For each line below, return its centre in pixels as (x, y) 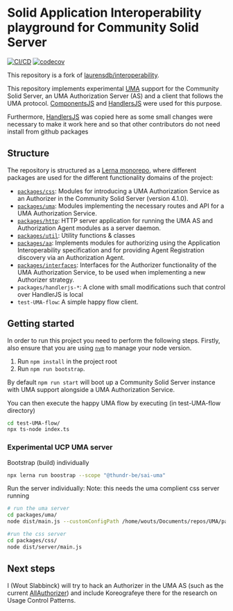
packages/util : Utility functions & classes (76, 235)
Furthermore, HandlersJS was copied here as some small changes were (110, 117)
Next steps (31, 569)
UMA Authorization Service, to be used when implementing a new (111, 272)
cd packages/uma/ (32, 515)
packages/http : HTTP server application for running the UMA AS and (115, 220)
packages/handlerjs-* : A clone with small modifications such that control (121, 287)
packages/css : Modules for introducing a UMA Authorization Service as (118, 191)
